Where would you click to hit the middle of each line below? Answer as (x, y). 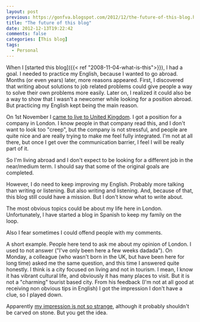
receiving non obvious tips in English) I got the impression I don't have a (94, 288)
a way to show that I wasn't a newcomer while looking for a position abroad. (99, 99)
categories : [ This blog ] (37, 39)
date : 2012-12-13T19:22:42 (40, 28)
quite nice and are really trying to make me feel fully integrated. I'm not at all (99, 136)
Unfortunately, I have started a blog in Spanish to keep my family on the (94, 214)
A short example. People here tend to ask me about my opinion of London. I (99, 244)
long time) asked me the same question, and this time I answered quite (93, 263)
